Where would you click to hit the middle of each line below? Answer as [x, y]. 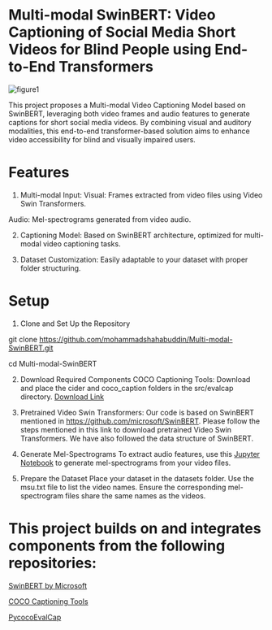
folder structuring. [50, 268]
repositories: [53, 563]
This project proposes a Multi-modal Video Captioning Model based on [127, 105]
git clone [23, 339]
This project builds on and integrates [135, 528]
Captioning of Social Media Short [122, 32]
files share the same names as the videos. [135, 495]
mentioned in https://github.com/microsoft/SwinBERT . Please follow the [140, 421]
